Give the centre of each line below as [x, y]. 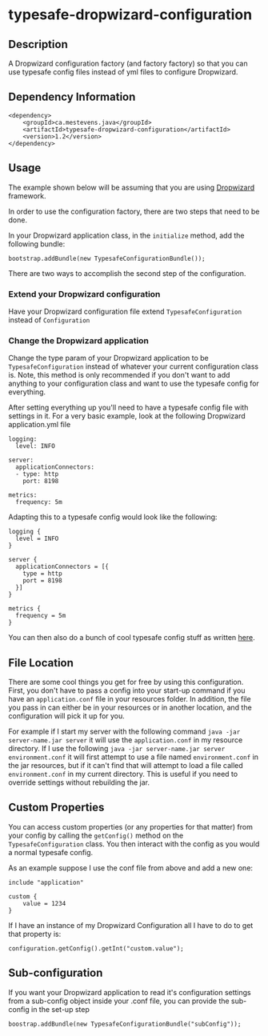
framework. [27, 196]
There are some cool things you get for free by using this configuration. [126, 682]
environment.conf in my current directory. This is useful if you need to [123, 774]
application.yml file [40, 425]
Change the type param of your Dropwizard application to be [109, 358]
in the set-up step [60, 1009]
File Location [41, 663]
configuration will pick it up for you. [67, 716]
